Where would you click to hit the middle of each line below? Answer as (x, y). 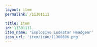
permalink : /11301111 (27, 14)
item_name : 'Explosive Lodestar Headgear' (49, 33)
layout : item (18, 10)
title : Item (17, 23)
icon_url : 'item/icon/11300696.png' (43, 37)
